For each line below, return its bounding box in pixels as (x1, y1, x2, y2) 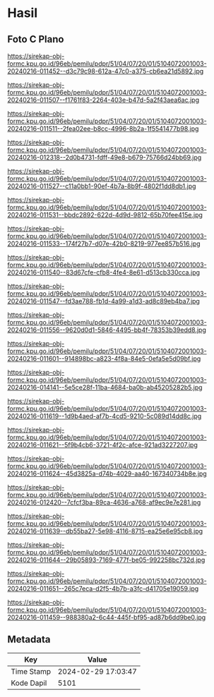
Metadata (7, 633, 51, 645)
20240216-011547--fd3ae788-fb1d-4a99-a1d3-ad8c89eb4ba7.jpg (7, 297, 200, 305)
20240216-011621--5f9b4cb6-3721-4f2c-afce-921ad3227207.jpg (7, 441, 198, 449)
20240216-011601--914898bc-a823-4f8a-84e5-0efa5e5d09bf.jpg (7, 355, 201, 362)
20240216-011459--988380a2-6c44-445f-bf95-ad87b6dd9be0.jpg (7, 614, 206, 621)
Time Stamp (11, 667, 52, 676)
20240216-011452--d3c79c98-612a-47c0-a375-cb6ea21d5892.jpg (7, 67, 204, 75)
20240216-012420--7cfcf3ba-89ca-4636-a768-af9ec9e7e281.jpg (7, 498, 201, 507)
